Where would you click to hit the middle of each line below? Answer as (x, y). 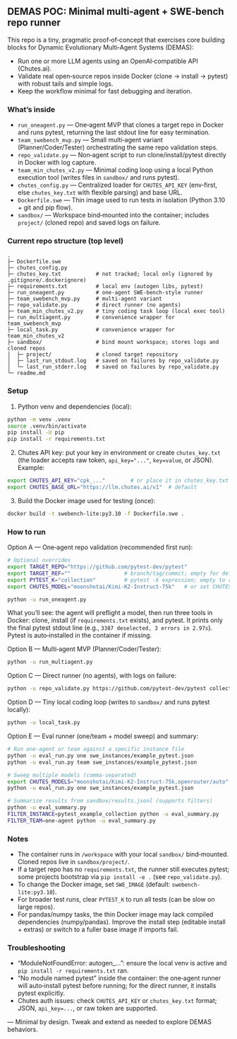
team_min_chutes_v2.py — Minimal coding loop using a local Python (115, 170)
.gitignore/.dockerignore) (47, 280)
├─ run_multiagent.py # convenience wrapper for (91, 318)
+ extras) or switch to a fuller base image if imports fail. (98, 929)
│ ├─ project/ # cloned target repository (93, 355)
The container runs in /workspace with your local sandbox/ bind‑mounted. (123, 854)
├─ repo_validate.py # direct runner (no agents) (94, 305)
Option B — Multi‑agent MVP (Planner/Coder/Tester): (84, 649)
